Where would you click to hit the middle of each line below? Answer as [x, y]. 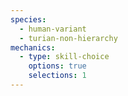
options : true [57, 66]
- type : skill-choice [64, 57]
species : [28, 19]
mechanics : [33, 47]
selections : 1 [57, 76]
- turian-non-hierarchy [68, 38]
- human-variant [53, 29]
